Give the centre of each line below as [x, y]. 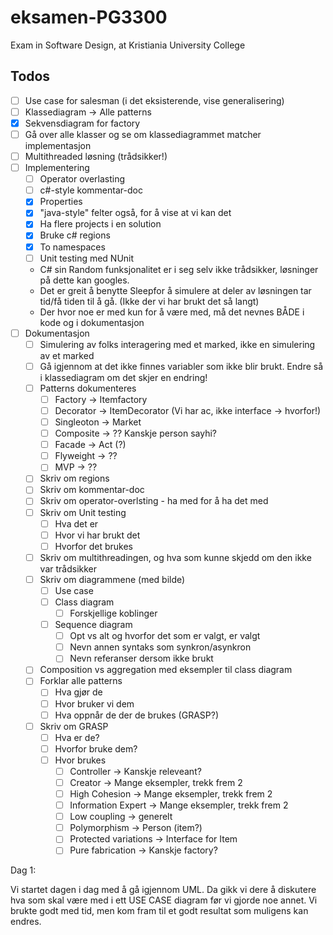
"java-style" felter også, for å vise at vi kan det [135, 213]
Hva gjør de [78, 692]
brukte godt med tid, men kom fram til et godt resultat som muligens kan [159, 911]
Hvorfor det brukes [93, 546]
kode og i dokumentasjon [92, 322]
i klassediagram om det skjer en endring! [123, 377]
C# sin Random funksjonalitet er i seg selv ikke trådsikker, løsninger [179, 269]
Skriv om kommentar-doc [92, 490]
